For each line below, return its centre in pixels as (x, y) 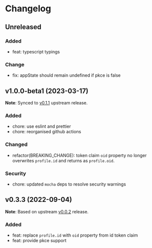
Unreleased (23, 27)
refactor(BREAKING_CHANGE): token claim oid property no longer (79, 155)
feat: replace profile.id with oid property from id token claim (75, 235)
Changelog (28, 9)
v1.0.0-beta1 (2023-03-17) (47, 91)
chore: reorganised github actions (47, 132)
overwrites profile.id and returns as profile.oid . (63, 160)
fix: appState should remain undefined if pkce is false (66, 75)
